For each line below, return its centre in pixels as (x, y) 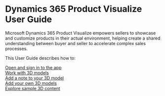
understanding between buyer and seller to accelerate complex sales (76, 43)
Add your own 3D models (31, 83)
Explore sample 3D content (33, 88)
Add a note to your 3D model (35, 78)
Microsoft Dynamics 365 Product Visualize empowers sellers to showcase (81, 33)
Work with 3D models (27, 72)
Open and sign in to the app (33, 68)
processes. (17, 48)
